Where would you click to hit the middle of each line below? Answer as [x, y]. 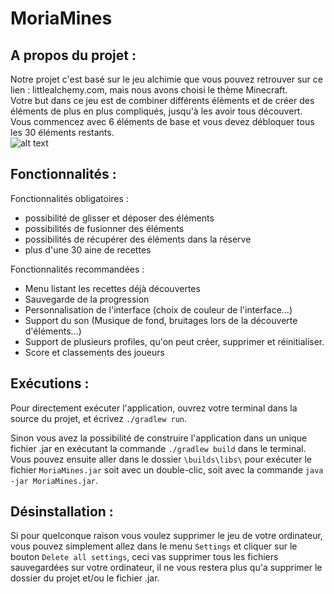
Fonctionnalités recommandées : [77, 269]
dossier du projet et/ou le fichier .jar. [85, 578]
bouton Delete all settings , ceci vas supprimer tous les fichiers [144, 557]
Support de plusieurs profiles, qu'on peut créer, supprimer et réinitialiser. [174, 341]
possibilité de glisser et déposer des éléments [119, 218]
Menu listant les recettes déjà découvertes [112, 288]
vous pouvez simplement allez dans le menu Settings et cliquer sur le [154, 546]
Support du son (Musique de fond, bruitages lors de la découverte [161, 320]
